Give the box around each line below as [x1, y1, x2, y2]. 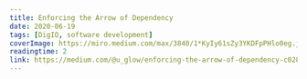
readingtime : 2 [9, 47, 68, 56]
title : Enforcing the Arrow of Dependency [9, 13, 174, 23]
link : [9, 55, 30, 64]
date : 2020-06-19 [9, 22, 76, 31]
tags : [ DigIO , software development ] [9, 30, 153, 39]
